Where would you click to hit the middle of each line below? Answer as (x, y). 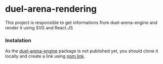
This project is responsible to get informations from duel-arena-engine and (81, 22)
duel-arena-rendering (51, 9)
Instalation (18, 40)
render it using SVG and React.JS (39, 27)
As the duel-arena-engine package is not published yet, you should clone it (82, 51)
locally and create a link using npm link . (45, 56)
